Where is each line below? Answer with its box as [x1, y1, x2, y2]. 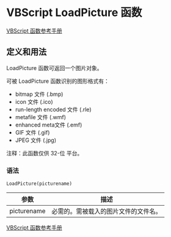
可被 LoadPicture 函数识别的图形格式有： [6, 77, 110, 85]
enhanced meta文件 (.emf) [15, 121, 82, 128]
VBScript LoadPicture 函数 [6, 6, 142, 20]
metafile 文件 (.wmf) [15, 113, 66, 120]
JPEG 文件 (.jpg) [15, 136, 57, 144]
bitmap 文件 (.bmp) [15, 90, 64, 98]
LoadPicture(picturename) [6, 181, 72, 187]
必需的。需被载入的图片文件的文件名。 [51, 207, 162, 216]
